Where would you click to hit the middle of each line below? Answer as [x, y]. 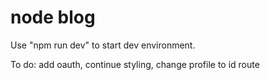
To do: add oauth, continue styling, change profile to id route [135, 64]
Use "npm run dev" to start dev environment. [103, 45]
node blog [53, 17]
